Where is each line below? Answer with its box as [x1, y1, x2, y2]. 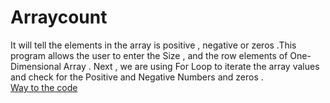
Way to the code [10, 81, 78, 93]
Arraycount [10, 6, 108, 29]
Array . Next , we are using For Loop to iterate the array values [63, 60, 320, 72]
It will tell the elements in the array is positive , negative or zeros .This [10, 39, 297, 51]
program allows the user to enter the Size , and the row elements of [10, 49, 288, 61]
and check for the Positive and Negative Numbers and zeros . [10, 71, 264, 83]
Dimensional [10, 60, 62, 72]
